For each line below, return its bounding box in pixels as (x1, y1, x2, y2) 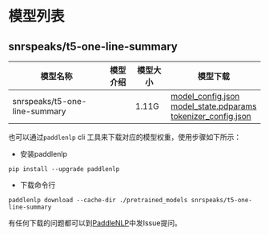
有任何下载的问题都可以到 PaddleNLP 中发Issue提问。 (8, 218, 182, 228)
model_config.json (171, 91, 240, 102)
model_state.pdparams (171, 101, 257, 112)
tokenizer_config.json (171, 111, 252, 121)
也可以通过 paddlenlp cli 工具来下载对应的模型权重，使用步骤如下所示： (8, 133, 242, 141)
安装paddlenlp (19, 149, 68, 158)
